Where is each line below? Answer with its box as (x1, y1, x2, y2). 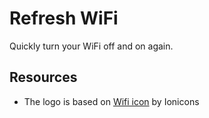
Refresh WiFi (9, 7, 119, 30)
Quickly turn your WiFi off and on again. (9, 40, 174, 52)
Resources (9, 69, 78, 86)
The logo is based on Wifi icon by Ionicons (23, 95, 200, 107)
